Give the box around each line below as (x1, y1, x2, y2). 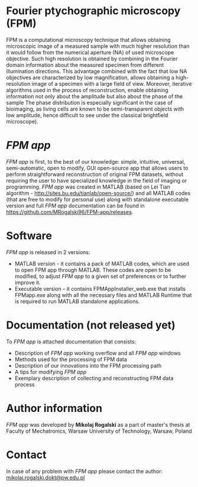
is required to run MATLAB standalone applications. (14, 297, 140, 305)
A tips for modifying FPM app (14, 368, 87, 375)
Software (6, 229, 52, 243)
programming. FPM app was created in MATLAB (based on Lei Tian (6, 183, 170, 190)
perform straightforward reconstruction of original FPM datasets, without (6, 170, 184, 178)
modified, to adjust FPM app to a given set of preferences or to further (14, 272, 187, 280)
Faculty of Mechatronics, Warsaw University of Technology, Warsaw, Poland (6, 427, 192, 434)
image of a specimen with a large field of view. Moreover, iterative (31, 80, 192, 87)
